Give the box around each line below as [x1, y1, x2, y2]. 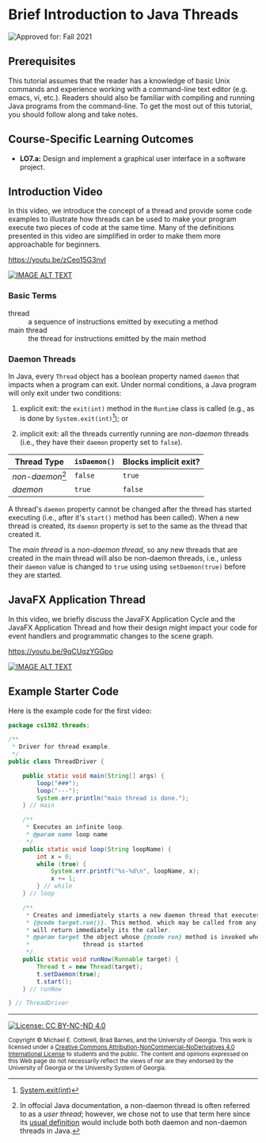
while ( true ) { [36, 860, 87, 868]
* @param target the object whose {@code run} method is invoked [25, 934, 246, 942]
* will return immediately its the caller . [25, 926, 172, 934]
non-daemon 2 [12, 470, 67, 481]
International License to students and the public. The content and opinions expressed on [8, 1050, 249, 1058]
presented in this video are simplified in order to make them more [8, 232, 222, 241]
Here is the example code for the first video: [8, 706, 152, 715]
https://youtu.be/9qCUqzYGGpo [8, 646, 113, 656]
